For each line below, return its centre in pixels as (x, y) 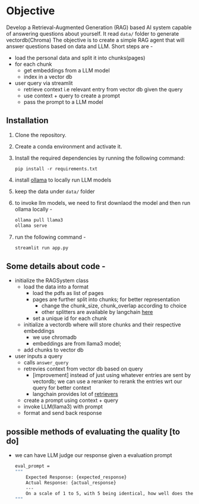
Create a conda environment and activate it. (68, 146)
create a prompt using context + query (71, 400)
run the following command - (50, 237)
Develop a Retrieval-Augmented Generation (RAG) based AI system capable (99, 27)
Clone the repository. (40, 135)
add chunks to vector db (54, 350)
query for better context (62, 388)
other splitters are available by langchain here (97, 312)
